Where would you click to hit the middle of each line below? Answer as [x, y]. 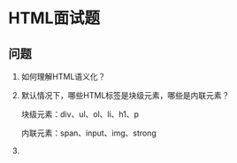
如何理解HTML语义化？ [63, 77]
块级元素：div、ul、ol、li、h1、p [80, 114]
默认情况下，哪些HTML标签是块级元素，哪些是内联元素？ [125, 95]
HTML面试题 [54, 18]
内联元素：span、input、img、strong [88, 133]
